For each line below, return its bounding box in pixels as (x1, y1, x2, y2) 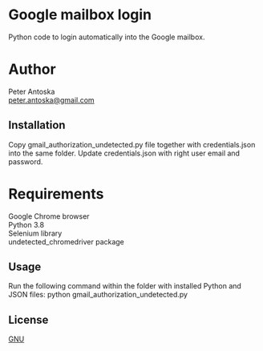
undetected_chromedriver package (8, 236, 124, 246)
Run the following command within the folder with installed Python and (8, 281, 242, 291)
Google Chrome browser (8, 211, 90, 221)
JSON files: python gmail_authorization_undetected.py (8, 290, 188, 300)
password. (8, 156, 43, 166)
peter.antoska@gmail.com (8, 95, 95, 105)
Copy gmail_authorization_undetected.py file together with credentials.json (8, 139, 256, 149)
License (8, 313, 49, 326)
